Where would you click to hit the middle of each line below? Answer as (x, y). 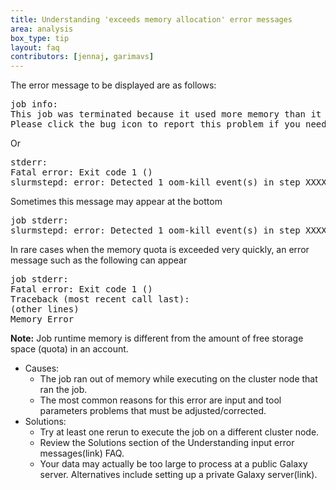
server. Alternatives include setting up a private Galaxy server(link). (178, 475)
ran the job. (63, 390)
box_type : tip (40, 38)
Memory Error (42, 319)
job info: (34, 104)
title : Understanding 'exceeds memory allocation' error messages (151, 19)
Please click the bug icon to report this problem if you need (168, 124)
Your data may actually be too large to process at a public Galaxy (173, 464)
